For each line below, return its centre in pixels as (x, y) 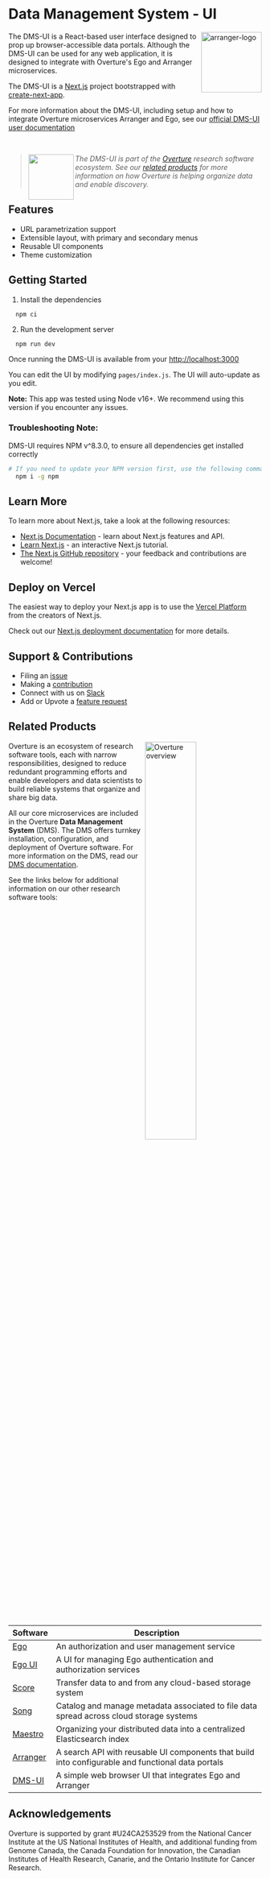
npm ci (27, 314)
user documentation (42, 127)
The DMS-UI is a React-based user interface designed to (102, 36)
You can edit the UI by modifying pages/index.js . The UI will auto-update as (134, 375)
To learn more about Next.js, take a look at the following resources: (119, 521)
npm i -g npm (37, 476)
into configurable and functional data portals (140, 1762)
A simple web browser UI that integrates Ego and (148, 1775)
